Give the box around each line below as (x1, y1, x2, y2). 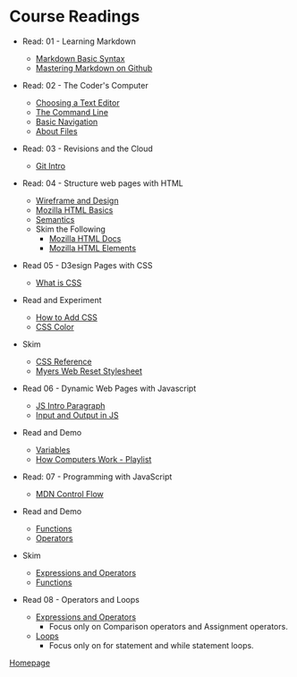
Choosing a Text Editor (35, 97, 120, 108)
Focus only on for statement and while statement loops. (48, 639, 254, 650)
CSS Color (35, 321, 74, 332)
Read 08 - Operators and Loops (21, 594, 140, 605)
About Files (35, 125, 78, 136)
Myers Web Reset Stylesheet (35, 365, 143, 377)
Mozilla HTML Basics (35, 204, 114, 216)
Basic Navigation (35, 116, 98, 127)
